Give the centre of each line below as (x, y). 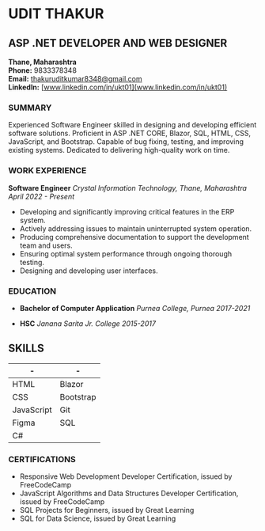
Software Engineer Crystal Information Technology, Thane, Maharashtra (128, 188)
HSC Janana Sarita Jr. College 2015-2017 (88, 323)
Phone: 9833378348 (43, 70)
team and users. (46, 245)
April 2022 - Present (42, 196)
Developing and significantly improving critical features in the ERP (127, 211)
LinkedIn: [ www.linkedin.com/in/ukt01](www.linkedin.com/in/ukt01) (118, 87)
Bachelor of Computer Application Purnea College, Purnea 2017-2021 (135, 308)
